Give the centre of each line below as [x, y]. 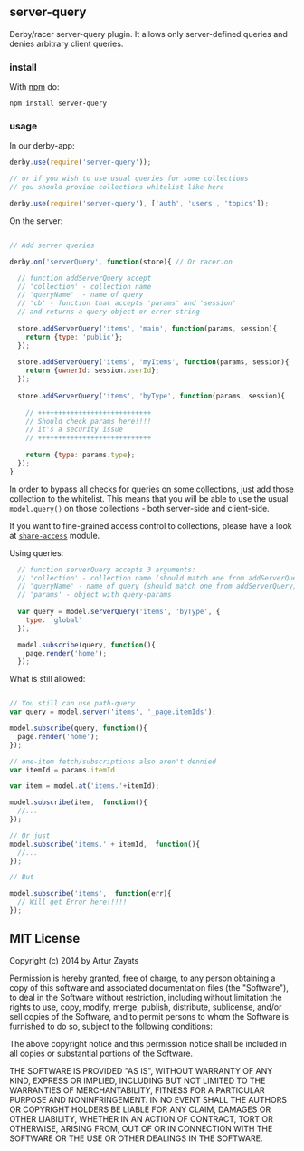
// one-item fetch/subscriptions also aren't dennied [113, 762]
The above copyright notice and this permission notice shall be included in [148, 1043]
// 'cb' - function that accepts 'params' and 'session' [127, 303]
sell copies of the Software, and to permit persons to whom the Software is [149, 1016]
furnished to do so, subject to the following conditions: [111, 1026]
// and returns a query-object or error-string [109, 312]
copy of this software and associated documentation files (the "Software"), [149, 987]
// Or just [30, 835]
